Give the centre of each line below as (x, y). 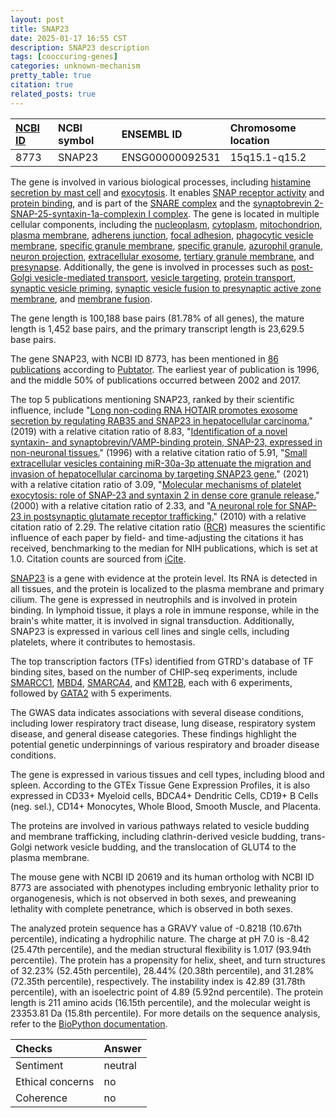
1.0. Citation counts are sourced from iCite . (98, 558)
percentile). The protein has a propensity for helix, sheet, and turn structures (168, 960)
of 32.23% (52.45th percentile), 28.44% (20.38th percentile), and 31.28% (162, 970)
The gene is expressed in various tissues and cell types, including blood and (167, 774)
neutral (120, 1065)
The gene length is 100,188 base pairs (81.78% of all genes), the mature (157, 318)
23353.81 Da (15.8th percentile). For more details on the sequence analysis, (165, 1013)
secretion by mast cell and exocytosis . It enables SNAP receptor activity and (167, 192)
